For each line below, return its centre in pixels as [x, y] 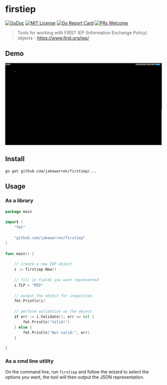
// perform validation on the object [53, 312]
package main [19, 211]
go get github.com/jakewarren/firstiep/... [51, 171]
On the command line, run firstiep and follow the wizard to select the [77, 372]
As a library [19, 200]
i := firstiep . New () [35, 270]
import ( [14, 222]
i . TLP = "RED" [29, 285]
